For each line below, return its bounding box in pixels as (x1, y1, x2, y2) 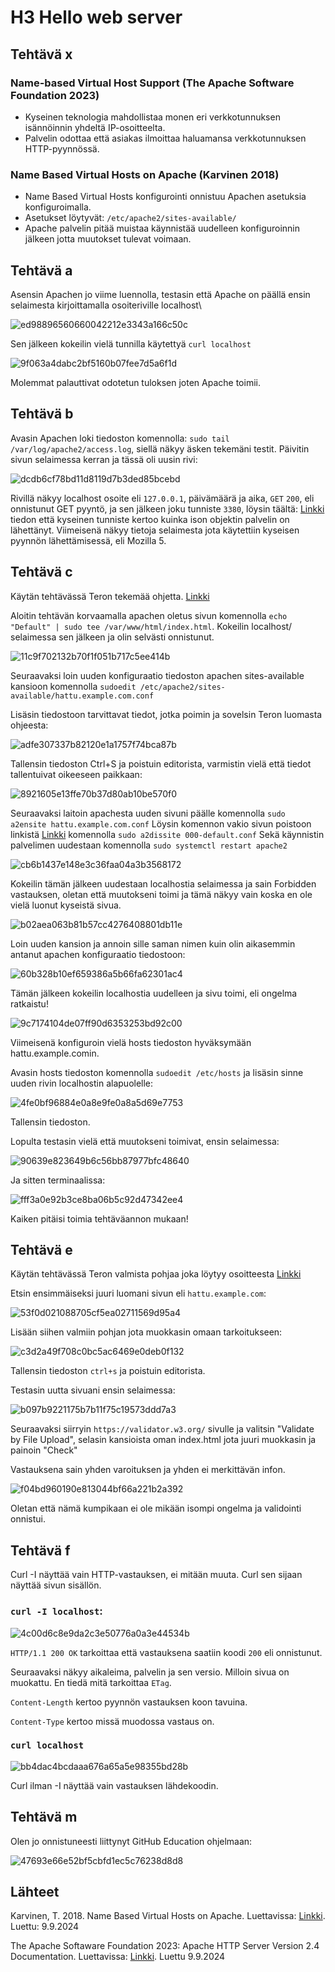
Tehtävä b (10, 406, 74, 423)
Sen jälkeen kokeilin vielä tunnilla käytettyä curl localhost (10, 337, 252, 350)
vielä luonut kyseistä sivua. (10, 899, 122, 911)
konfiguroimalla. (24, 201, 92, 213)
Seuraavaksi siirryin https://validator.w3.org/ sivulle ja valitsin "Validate (10, 1423, 315, 1435)
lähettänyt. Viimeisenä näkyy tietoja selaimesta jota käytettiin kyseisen (10, 524, 300, 536)
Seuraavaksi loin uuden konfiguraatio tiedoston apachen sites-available (10, 669, 305, 681)
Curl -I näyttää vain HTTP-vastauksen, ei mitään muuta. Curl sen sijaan (10, 1569, 303, 1581)
